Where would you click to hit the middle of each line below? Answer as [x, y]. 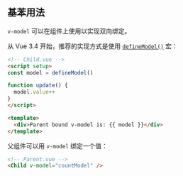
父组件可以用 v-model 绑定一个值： [57, 145]
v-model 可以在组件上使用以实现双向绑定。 [69, 31]
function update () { [38, 86]
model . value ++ [34, 92]
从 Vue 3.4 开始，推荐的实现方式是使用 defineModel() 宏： [93, 46]
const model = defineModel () [50, 73]
